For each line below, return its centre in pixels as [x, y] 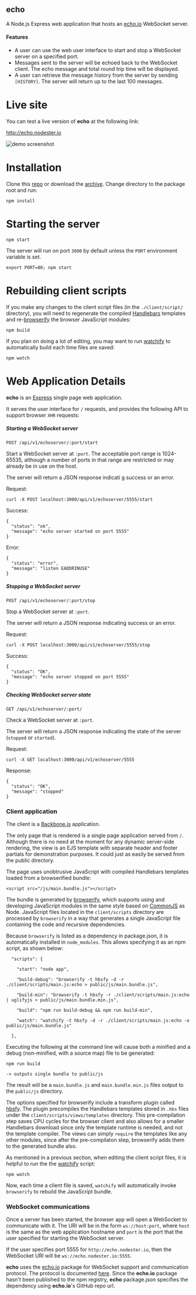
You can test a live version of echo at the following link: [73, 121]
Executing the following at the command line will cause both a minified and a [98, 1046]
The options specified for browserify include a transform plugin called [90, 1102]
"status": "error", [35, 563]
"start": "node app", [43, 969]
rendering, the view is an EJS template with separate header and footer [92, 848]
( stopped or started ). [31, 737]
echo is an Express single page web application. [64, 397]
